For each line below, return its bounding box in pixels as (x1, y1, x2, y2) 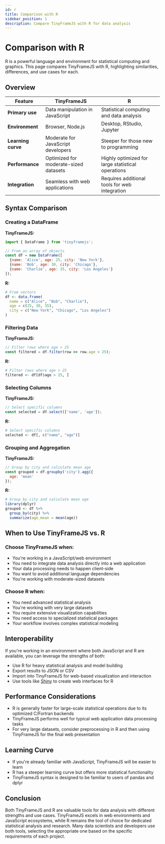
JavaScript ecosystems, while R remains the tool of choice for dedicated (5, 818, 152, 824)
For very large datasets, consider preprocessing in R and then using (12, 726, 150, 732)
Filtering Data (5, 324, 38, 331)
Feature (14, 98, 33, 104)
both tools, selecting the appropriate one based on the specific (5, 828, 133, 834)
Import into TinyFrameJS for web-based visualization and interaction (12, 673, 151, 679)
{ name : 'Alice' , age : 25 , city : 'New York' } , (9, 258, 105, 262)
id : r (5, 7, 16, 12)
